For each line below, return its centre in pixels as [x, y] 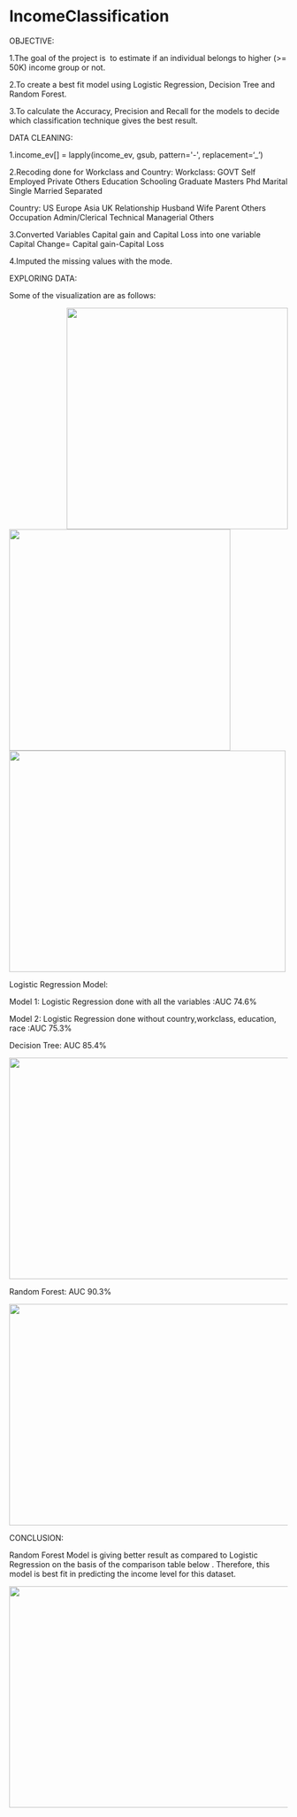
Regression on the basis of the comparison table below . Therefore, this [140, 1564]
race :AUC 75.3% [41, 1028]
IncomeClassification [89, 16]
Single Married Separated [56, 190]
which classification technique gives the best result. [104, 120]
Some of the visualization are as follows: [83, 295]
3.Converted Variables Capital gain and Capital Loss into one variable [135, 234]
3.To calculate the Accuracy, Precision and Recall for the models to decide [145, 111]
